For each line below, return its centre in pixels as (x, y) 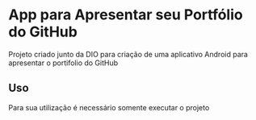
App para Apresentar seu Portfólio (126, 15)
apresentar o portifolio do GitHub (63, 63)
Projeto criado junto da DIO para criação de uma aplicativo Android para (128, 54)
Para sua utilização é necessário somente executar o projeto (109, 107)
